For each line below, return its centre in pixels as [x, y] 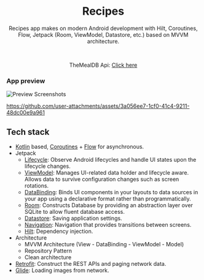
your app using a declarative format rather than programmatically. [108, 199]
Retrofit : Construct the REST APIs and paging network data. [91, 264]
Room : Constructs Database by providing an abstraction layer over [109, 205]
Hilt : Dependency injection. [59, 232]
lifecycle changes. [47, 166]
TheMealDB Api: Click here [103, 65]
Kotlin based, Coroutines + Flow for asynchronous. [80, 147]
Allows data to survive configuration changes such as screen [102, 180]
